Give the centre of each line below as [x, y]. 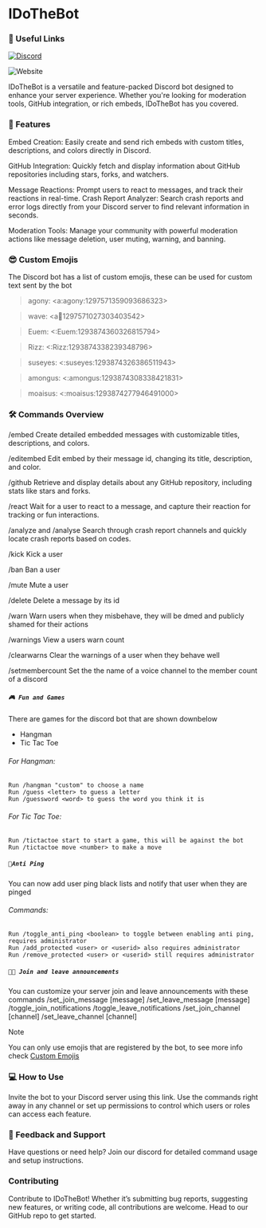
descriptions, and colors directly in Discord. [80, 150]
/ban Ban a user [34, 569]
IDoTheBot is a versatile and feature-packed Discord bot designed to [121, 87]
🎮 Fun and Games [37, 698]
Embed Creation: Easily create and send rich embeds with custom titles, [126, 142]
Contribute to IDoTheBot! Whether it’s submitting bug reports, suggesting [128, 1199]
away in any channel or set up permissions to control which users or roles [129, 1106]
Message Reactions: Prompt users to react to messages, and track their [126, 190]
